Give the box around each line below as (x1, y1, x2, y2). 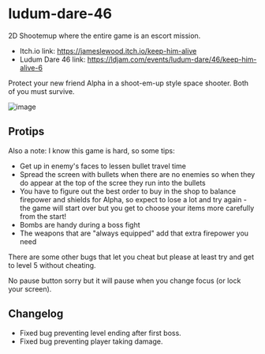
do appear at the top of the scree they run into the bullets (19, 178, 207, 187)
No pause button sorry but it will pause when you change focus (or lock (8, 276, 241, 285)
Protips (8, 125, 45, 138)
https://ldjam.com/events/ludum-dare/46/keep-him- (87, 55, 257, 64)
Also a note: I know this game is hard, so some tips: (8, 145, 175, 155)
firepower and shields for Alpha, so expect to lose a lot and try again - (19, 194, 247, 204)
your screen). (8, 284, 52, 293)
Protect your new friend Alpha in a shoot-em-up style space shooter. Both (8, 78, 248, 88)
